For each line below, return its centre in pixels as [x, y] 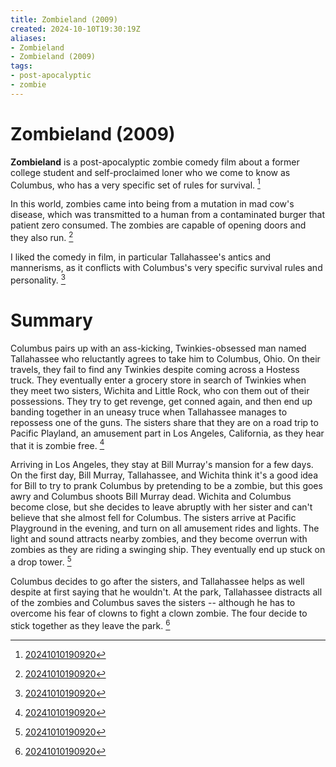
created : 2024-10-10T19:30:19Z [75, 29]
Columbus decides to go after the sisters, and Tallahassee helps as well [157, 581]
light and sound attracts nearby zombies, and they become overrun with [159, 539]
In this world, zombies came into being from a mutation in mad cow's [152, 204]
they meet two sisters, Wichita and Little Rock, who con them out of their [160, 390]
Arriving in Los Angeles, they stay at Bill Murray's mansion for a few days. [162, 465]
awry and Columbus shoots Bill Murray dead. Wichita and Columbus [151, 497]
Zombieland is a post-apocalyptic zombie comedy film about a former [155, 162]
